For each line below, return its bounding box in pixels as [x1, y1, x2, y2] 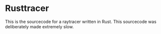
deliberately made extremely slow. [5, 23, 74, 29]
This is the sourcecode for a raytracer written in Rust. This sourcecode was [5, 19, 157, 24]
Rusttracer [5, 3, 49, 14]
